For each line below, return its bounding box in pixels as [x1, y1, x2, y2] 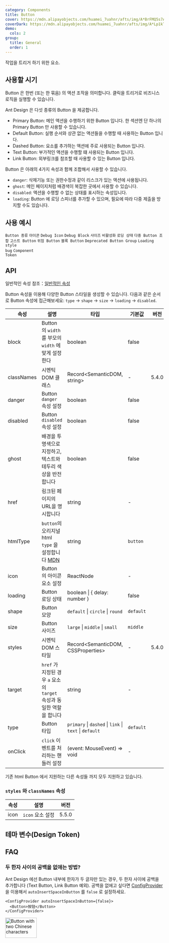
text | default [67, 727, 101, 735]
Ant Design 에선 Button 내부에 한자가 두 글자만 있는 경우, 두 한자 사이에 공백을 [5, 876, 159, 882]
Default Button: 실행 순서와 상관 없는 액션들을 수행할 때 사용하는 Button [12, 130, 154, 136]
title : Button [5, 12, 35, 17]
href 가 [41, 661, 58, 668]
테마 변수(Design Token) [5, 830, 80, 839]
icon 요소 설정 [23, 811, 55, 818]
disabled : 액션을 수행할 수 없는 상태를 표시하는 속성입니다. [12, 190, 127, 196]
